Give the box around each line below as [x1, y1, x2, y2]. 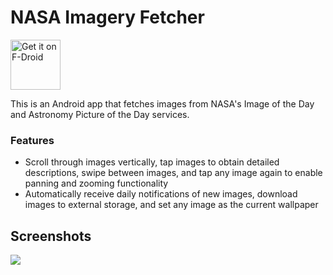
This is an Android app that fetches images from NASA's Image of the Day [10, 97, 315, 110]
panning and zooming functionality [24, 177, 169, 190]
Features [10, 133, 55, 147]
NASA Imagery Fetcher [10, 6, 205, 29]
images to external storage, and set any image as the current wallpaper [24, 199, 319, 211]
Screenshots [10, 227, 92, 245]
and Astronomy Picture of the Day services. [10, 108, 190, 120]
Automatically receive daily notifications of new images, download [24, 188, 298, 200]
